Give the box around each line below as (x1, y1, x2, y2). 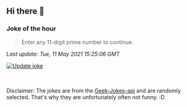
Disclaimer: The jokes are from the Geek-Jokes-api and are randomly (6, 87, 181, 94)
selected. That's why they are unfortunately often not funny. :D (6, 93, 165, 101)
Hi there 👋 (6, 6, 45, 17)
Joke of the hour (6, 24, 56, 33)
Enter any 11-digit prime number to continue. (21, 38, 134, 46)
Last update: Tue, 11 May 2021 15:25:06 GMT (6, 50, 120, 57)
